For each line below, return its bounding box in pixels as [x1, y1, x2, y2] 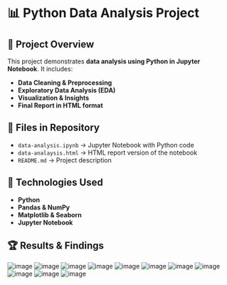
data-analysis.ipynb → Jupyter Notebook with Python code [17, 140, 194, 149]
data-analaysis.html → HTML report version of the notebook [17, 148, 198, 157]
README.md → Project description [17, 155, 112, 164]
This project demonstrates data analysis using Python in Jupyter [7, 57, 201, 66]
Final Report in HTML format [17, 101, 103, 110]
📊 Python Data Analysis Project [7, 5, 199, 21]
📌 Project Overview [7, 38, 95, 50]
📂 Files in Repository [7, 122, 100, 134]
